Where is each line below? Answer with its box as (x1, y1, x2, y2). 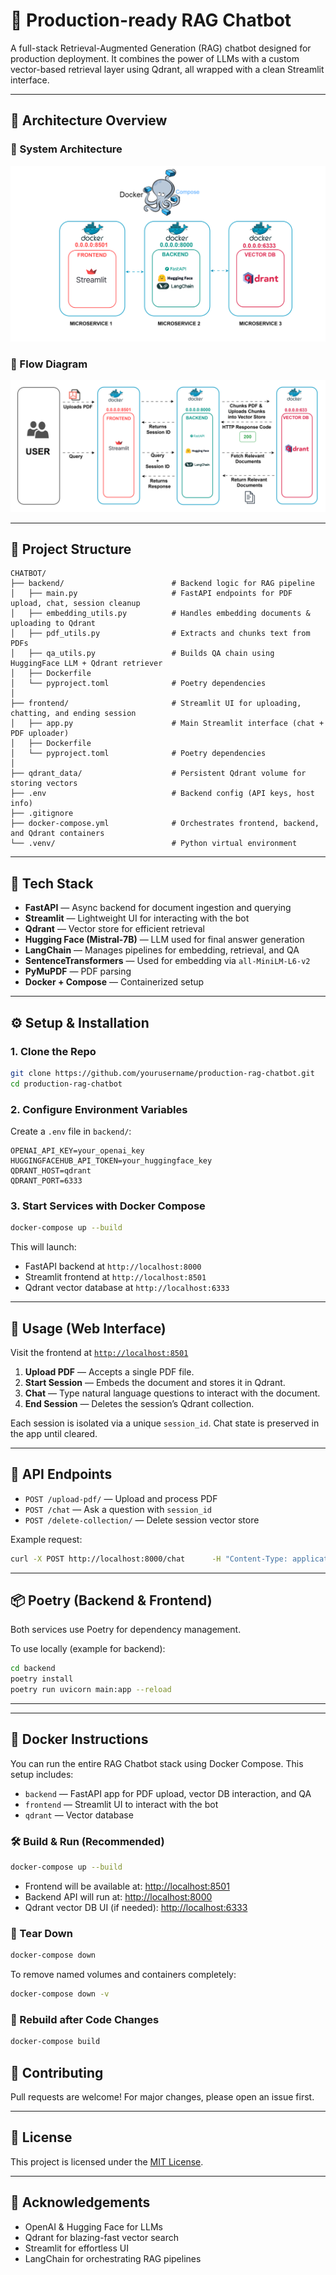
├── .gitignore (10, 809, 74, 819)
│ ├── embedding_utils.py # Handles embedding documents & (10, 609, 311, 619)
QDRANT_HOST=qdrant (10, 1165, 92, 1176)
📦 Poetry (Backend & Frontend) (10, 1592, 213, 1609)
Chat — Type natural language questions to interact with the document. (24, 1387, 321, 1399)
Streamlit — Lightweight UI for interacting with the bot (24, 912, 250, 924)
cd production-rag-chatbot (10, 1079, 123, 1089)
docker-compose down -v (10, 1989, 110, 1999)
